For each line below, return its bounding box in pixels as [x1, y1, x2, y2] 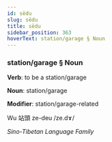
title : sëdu [7, 23, 41, 29]
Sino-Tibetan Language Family [7, 128, 94, 136]
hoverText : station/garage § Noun [7, 35, 106, 42]
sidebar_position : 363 [7, 29, 72, 36]
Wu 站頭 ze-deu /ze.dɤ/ [7, 114, 75, 122]
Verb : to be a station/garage [7, 73, 87, 82]
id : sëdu [7, 10, 32, 17]
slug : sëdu [7, 16, 38, 23]
